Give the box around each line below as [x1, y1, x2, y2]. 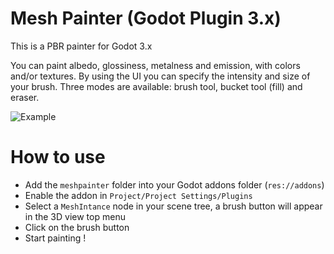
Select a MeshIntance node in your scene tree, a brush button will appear [24, 200, 323, 212]
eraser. [10, 91, 40, 103]
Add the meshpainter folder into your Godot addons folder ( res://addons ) [24, 178, 325, 191]
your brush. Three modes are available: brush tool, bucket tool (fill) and [10, 80, 303, 92]
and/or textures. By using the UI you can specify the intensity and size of [10, 70, 311, 82]
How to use [10, 146, 106, 169]
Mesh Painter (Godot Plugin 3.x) [10, 7, 282, 30]
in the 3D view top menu [24, 210, 126, 222]
